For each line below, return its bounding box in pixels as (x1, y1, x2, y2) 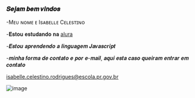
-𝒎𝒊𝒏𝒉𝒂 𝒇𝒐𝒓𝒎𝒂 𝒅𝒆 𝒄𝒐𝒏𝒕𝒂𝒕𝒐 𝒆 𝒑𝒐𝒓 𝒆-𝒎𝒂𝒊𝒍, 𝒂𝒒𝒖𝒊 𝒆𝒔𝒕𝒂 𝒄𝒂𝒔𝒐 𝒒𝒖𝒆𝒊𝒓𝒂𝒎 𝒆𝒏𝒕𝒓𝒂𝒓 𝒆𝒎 (6, 54, 189, 62)
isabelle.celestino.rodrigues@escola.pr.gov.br (6, 73, 119, 81)
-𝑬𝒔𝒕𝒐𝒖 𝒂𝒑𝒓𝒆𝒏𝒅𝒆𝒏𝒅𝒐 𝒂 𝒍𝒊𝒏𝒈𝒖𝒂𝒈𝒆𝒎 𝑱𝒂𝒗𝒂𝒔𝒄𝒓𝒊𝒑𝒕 (6, 42, 116, 50)
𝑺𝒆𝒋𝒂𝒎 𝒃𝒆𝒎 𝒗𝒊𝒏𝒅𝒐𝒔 (6, 5, 61, 13)
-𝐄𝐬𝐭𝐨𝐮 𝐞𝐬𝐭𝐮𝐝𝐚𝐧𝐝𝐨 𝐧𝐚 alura (6, 30, 73, 38)
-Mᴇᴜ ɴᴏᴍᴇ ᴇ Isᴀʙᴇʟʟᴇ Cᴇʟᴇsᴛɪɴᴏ (6, 19, 85, 26)
